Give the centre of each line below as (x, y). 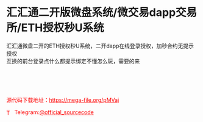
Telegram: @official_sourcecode (54, 112)
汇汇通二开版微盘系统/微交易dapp (91, 13)
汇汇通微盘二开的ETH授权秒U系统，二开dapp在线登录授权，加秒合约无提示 (100, 46)
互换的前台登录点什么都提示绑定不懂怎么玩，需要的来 (73, 61)
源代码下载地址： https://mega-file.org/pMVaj (63, 100)
